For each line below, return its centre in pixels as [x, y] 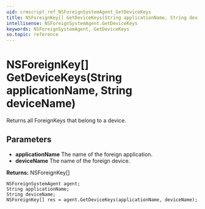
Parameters [29, 140]
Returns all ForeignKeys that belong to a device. [67, 121]
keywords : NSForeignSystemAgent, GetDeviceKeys [68, 29]
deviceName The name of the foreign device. [73, 161]
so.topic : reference [33, 35]
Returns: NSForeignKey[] [38, 172]
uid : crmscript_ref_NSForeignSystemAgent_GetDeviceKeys [79, 12]
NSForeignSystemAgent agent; [43, 183]
